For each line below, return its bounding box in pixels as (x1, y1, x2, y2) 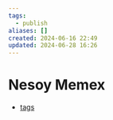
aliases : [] (8, 26, 48, 34)
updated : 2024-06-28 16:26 (8, 42, 98, 50)
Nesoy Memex (8, 76, 106, 94)
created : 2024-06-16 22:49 (8, 34, 98, 42)
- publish (15, 19, 48, 27)
